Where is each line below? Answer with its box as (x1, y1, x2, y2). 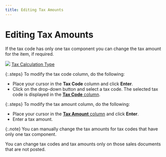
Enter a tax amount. (12, 116, 53, 122)
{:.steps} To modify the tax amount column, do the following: (5, 101, 130, 107)
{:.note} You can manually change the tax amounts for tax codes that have (5, 126, 158, 132)
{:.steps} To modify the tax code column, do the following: (5, 71, 125, 77)
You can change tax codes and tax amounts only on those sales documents (5, 141, 161, 147)
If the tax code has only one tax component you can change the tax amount (5, 46, 161, 52)
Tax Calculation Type (11, 61, 55, 67)
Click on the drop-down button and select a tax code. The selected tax (12, 86, 158, 92)
